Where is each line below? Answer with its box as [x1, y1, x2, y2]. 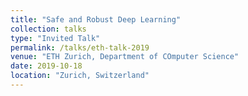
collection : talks [10, 24, 87, 34]
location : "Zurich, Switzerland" [10, 71, 150, 81]
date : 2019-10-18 [10, 61, 83, 71]
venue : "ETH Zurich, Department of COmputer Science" [10, 52, 240, 62]
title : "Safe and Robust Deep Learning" [10, 14, 182, 25]
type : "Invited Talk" [10, 33, 101, 43]
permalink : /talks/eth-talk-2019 [10, 42, 150, 53]
